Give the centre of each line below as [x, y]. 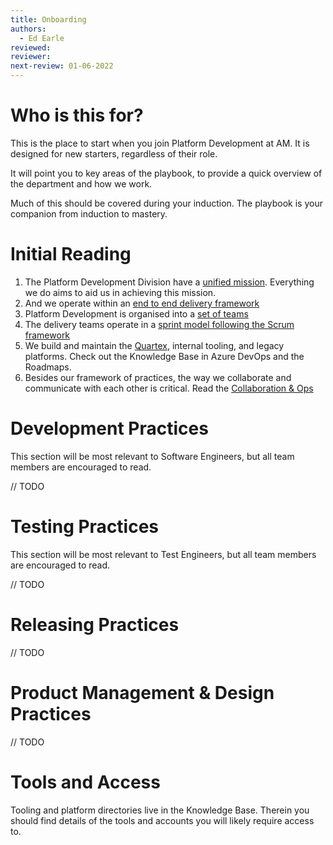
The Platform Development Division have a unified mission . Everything [169, 282]
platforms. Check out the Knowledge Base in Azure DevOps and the [164, 356]
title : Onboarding [48, 19]
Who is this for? [77, 115]
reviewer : [31, 57]
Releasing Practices [95, 624]
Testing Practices [85, 527]
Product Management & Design [142, 692]
